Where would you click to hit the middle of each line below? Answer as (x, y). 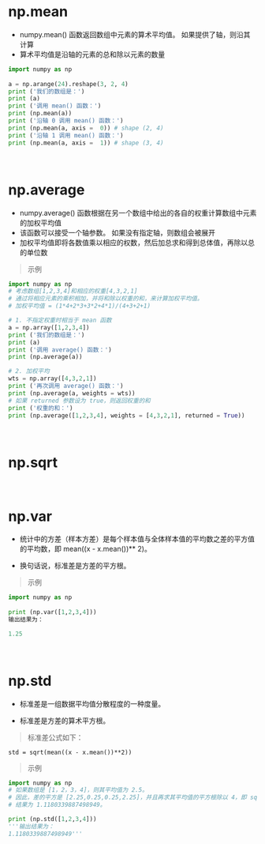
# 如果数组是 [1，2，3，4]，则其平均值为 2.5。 (78, 790)
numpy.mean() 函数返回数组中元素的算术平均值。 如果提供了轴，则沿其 (135, 34)
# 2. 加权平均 (29, 371)
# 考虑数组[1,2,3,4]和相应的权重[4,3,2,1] (73, 292)
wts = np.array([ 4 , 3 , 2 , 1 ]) (52, 379)
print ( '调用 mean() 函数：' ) (55, 106)
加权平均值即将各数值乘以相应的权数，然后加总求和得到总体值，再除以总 (137, 242)
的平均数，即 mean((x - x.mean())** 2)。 (85, 549)
